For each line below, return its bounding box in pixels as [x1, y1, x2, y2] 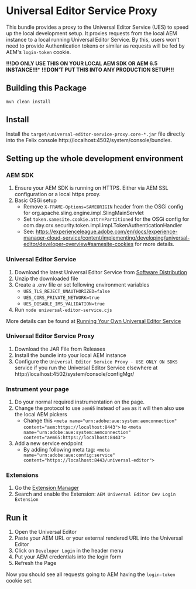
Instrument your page [6, 385, 69, 393]
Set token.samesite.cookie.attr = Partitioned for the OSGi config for [23, 216, 190, 223]
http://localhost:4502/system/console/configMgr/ [14, 370, 135, 377]
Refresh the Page [14, 560, 57, 567]
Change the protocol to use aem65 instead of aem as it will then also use [14, 405, 184, 412]
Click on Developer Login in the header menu [14, 547, 124, 554]
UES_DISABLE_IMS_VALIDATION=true [23, 301, 105, 307]
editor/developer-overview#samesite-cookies [23, 241, 134, 248]
